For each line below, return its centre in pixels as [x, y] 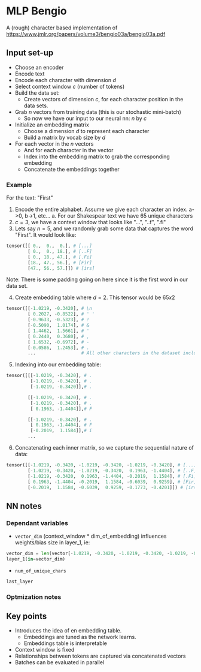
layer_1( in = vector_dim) [36, 559]
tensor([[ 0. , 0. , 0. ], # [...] [49, 246]
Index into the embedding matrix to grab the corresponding [97, 156]
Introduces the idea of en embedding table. [68, 631]
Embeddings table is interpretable [66, 643]
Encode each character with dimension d [66, 80]
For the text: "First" [30, 198]
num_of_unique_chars [40, 571]
